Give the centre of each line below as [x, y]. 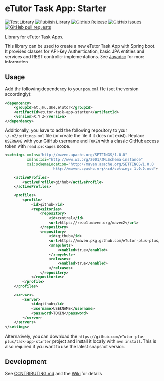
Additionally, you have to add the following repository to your [66, 130]
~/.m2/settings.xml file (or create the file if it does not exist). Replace [75, 136]
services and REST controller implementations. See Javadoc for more [75, 56]
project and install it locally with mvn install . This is [104, 341]
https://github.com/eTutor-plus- [112, 337]
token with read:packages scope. [38, 146]
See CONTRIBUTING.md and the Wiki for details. [54, 374]
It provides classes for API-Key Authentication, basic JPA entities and [75, 51]
